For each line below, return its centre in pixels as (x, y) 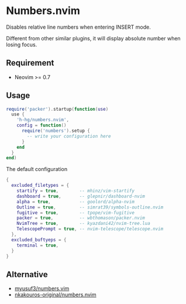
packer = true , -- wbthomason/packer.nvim (81, 218)
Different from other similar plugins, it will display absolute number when (93, 38)
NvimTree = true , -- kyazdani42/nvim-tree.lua (83, 224)
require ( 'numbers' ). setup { (56, 131)
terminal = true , (38, 245)
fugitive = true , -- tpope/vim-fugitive (75, 213)
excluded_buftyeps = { (39, 240)
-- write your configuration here (69, 136)
